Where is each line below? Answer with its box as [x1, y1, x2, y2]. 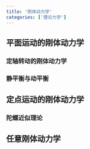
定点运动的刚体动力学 [6, 94, 84, 104]
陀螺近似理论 [6, 114, 43, 122]
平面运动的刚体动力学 [6, 37, 84, 47]
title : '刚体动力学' [6, 8, 52, 15]
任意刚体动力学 [6, 134, 61, 144]
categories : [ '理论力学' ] [6, 14, 67, 20]
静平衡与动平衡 [6, 74, 49, 83]
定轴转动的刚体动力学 [6, 57, 67, 65]
